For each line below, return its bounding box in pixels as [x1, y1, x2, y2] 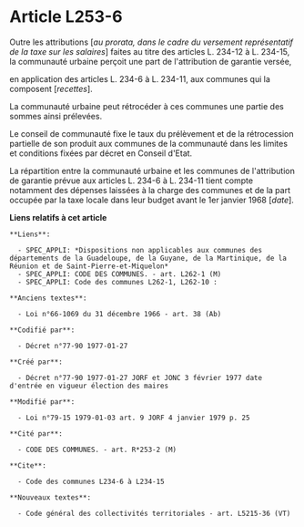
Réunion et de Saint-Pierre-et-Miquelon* [9, 262, 169, 271]
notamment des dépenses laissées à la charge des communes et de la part [9, 184, 291, 195]
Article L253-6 [9, 6, 123, 27]
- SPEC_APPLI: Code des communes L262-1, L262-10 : [17, 277, 218, 286]
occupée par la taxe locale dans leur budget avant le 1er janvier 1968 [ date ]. [9, 194, 294, 205]
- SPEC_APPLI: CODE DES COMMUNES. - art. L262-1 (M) [17, 269, 222, 279]
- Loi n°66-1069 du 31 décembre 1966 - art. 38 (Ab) [17, 309, 222, 318]
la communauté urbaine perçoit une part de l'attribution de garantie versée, [9, 56, 292, 67]
